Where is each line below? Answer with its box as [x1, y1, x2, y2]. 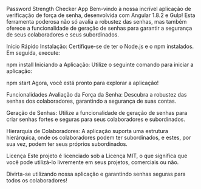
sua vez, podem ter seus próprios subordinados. [6, 140, 128, 148]
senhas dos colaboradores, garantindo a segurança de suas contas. [6, 97, 177, 105]
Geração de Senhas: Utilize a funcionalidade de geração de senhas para [6, 109, 188, 116]
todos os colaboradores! [6, 177, 68, 184]
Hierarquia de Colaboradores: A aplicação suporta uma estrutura [6, 128, 169, 134]
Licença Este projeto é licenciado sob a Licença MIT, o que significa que [6, 152, 188, 159]
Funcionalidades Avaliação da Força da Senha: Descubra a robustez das [6, 91, 187, 98]
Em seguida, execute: [6, 49, 61, 57]
